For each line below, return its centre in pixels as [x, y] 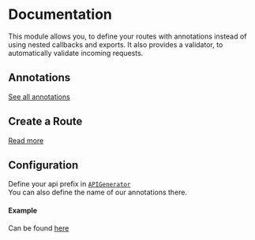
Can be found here [39, 228]
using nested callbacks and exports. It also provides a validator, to [116, 44]
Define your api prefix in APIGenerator [69, 184]
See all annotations [39, 97]
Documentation [60, 15]
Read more [26, 140]
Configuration [43, 165]
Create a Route [45, 122]
